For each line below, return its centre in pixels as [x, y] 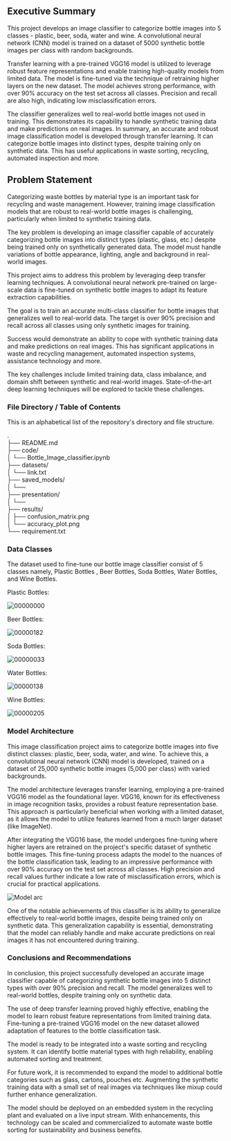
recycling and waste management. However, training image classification [111, 204]
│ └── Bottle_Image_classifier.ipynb [59, 458]
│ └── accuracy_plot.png [44, 523]
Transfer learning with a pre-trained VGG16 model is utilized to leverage [109, 63]
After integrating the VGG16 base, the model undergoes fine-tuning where [112, 839]
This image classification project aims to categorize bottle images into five [113, 746]
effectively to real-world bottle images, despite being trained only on [105, 918]
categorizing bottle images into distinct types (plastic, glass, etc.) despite [112, 239]
